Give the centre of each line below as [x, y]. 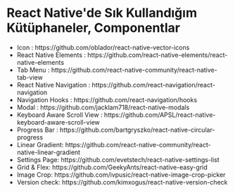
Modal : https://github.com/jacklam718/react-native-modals [103, 107]
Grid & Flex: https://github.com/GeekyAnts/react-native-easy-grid [112, 167]
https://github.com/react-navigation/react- [153, 85]
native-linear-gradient [49, 152]
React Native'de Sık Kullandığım [102, 13]
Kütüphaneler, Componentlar [94, 28]
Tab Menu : [33, 70]
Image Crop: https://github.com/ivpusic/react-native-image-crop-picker [121, 175]
